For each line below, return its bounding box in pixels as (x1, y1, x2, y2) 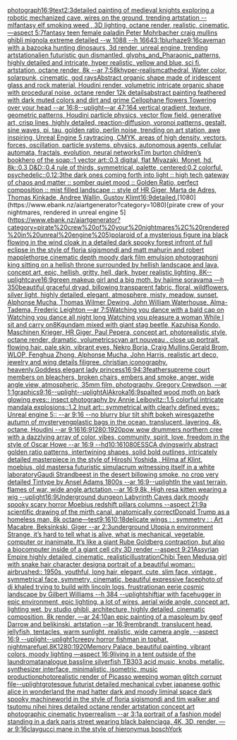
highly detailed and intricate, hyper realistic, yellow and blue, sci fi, (7, 58, 201, 66)
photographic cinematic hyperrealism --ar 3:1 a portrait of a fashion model (7, 710, 221, 718)
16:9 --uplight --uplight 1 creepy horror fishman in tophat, (7, 635, 169, 643)
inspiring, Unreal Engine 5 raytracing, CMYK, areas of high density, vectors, (7, 133, 227, 142)
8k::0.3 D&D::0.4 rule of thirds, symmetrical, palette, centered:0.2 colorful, (7, 164, 224, 171)
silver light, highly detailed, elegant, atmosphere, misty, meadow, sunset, (7, 290, 219, 299)
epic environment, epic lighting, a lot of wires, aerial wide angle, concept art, (7, 598, 230, 605)
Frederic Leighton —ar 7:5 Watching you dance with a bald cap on (34, 306, 224, 314)
